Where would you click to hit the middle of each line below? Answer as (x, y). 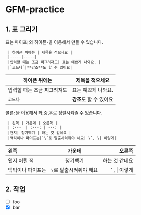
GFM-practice (35, 9)
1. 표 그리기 (21, 29)
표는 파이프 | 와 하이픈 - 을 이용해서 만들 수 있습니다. (54, 42)
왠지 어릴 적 (21, 161)
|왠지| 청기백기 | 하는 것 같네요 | (39, 133)
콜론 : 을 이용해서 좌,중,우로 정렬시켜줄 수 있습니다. (54, 113)
